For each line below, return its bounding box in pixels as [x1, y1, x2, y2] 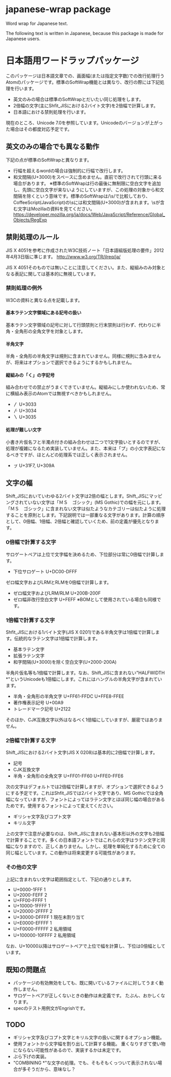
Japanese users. [6, 36, 41, 42]
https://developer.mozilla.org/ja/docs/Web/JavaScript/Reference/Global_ [13, 211, 165, 217]
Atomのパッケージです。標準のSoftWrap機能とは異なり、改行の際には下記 [6, 79, 160, 85]
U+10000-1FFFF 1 [13, 902, 50, 908]
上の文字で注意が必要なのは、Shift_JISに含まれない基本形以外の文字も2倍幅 [6, 831, 164, 837]
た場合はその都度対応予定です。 [6, 126, 73, 132]
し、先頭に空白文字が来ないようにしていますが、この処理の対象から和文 [13, 186, 164, 192]
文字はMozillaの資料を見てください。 [17, 206, 95, 212]
